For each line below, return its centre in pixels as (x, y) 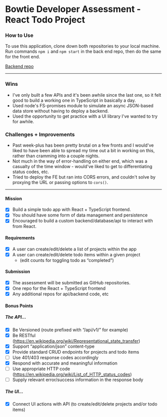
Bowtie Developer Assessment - (73, 9)
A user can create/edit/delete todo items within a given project (76, 254)
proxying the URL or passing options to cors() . (60, 183)
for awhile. (23, 121)
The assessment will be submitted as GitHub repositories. (71, 283)
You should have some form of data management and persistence (80, 215)
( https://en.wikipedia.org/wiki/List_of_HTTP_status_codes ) (72, 375)
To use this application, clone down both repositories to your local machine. (83, 46)
